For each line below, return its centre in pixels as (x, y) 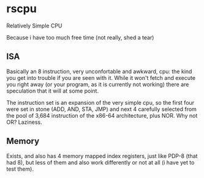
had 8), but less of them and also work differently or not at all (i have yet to (100, 162)
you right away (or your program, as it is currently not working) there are (98, 84)
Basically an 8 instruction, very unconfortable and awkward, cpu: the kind (99, 71)
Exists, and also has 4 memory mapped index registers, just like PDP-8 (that (102, 156)
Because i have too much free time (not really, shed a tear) (80, 37)
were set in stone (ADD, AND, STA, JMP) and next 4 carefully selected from (102, 109)
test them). (20, 169)
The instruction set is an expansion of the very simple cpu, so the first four (100, 102)
